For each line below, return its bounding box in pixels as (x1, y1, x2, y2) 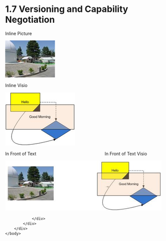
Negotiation (5, 14, 55, 25)
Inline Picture (5, 30, 32, 36)
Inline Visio (5, 82, 28, 88)
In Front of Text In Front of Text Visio (5, 151, 148, 157)
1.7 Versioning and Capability (5, 3, 128, 15)
